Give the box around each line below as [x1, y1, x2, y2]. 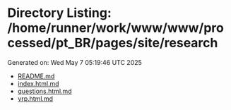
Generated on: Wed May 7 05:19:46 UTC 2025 [7, 58, 143, 66]
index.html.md [17, 79, 59, 87]
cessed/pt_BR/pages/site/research [7, 35, 218, 51]
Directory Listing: [7, 5, 112, 21]
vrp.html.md [17, 94, 54, 103]
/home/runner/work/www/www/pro [7, 20, 224, 36]
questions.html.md [17, 87, 72, 95]
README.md [17, 72, 55, 80]
